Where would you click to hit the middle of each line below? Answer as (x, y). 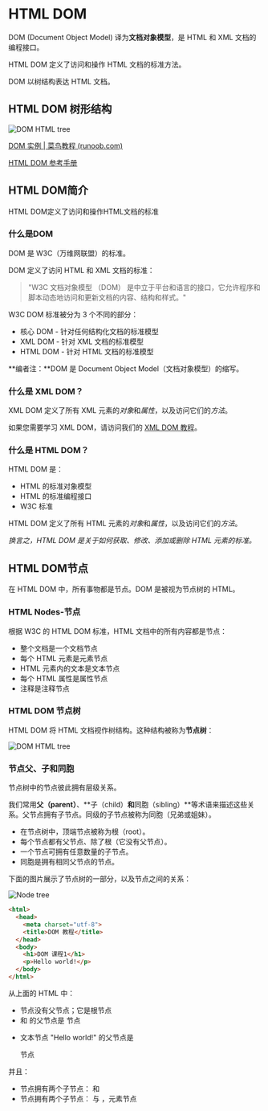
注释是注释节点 (45, 688)
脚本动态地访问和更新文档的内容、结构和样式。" (107, 297)
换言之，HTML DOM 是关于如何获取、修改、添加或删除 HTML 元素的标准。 (132, 541)
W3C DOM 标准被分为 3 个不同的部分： (73, 314)
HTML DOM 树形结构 (60, 109)
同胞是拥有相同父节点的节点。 (69, 862)
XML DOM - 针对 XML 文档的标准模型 (82, 341)
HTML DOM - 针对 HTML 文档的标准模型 (87, 351)
